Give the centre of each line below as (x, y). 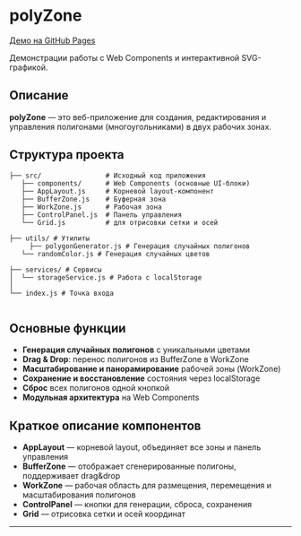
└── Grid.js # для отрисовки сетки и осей (120, 222)
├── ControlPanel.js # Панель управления (101, 215)
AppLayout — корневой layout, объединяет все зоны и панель (142, 447)
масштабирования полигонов (79, 495)
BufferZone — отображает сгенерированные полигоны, (129, 466)
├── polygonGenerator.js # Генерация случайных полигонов (140, 246)
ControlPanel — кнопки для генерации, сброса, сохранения (137, 505)
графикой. (29, 67)
